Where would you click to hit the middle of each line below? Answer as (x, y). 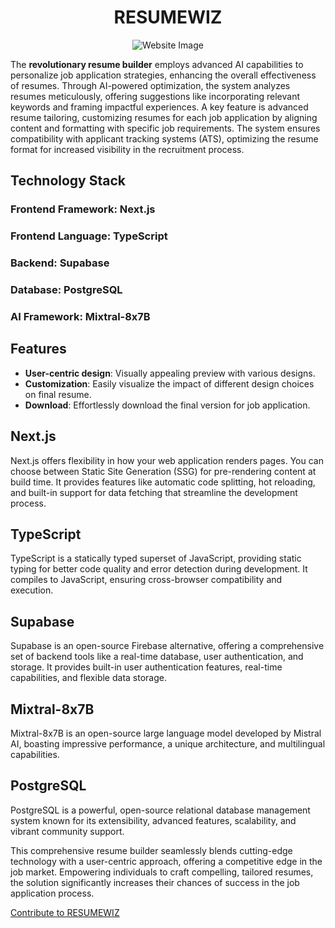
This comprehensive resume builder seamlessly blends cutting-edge (151, 850)
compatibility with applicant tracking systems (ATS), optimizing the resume (164, 138)
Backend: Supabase (60, 263)
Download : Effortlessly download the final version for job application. (167, 405)
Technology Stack (68, 181)
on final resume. (58, 394)
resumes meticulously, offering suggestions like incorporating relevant (155, 96)
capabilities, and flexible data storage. (88, 678)
